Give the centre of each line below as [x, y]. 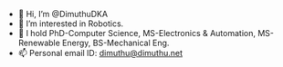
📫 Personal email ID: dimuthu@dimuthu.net [100, 53]
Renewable [39, 43]
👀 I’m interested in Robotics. [71, 24]
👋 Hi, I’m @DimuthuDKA [63, 14]
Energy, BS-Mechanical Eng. [116, 43]
